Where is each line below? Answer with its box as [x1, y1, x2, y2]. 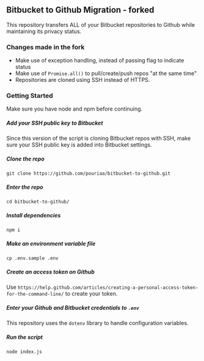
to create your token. [65, 290, 118, 297]
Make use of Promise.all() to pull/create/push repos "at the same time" [15, 70, 197, 77]
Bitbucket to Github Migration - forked [6, 5, 155, 15]
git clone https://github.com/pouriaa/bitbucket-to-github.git [6, 170, 171, 177]
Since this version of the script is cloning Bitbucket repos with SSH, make [6, 134, 191, 142]
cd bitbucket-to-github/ [6, 199, 70, 205]
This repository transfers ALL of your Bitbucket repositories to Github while [6, 21, 195, 28]
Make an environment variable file [6, 239, 96, 247]
